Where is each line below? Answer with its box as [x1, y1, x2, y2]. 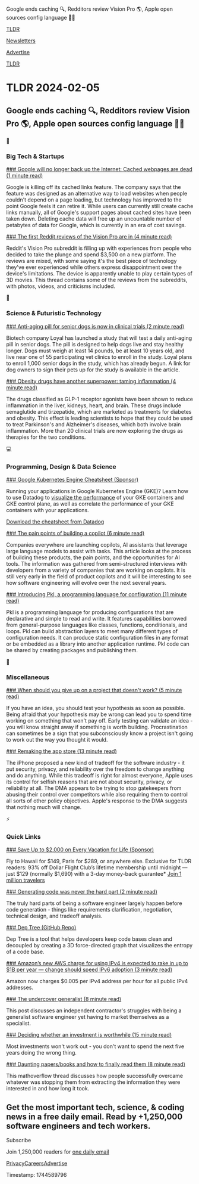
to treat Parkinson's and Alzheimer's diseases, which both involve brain [6, 420, 181, 428]
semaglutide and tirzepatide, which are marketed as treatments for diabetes [6, 408, 192, 415]
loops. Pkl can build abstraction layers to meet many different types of [6, 627, 178, 634]
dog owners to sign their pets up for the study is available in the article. [6, 366, 180, 373]
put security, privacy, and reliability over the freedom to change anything [6, 765, 184, 773]
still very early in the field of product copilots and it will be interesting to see [6, 572, 192, 580]
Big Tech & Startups [6, 152, 65, 160]
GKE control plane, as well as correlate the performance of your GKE [6, 500, 174, 507]
